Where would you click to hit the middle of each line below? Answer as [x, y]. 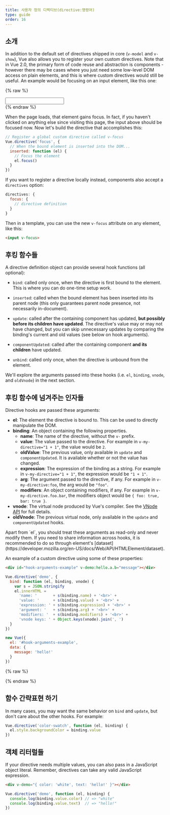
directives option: [25, 185]
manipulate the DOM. [35, 426]
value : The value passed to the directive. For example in [79, 442]
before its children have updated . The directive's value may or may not [88, 324]
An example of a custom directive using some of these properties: [74, 559]
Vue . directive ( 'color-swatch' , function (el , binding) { [67, 726]
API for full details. [32, 512]
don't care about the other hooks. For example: [55, 716]
